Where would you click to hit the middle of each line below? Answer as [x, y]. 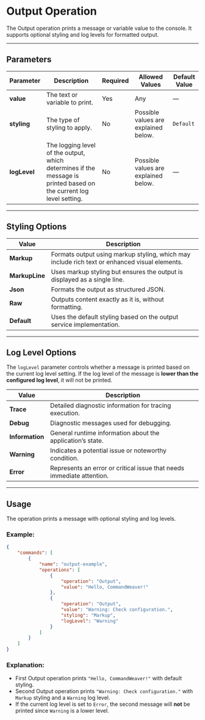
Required [115, 81]
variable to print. [70, 102]
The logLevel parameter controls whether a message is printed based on [98, 367]
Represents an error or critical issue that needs [117, 468]
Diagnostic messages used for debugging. [111, 423]
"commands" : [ [35, 553]
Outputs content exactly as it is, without [108, 299]
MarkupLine [27, 275]
